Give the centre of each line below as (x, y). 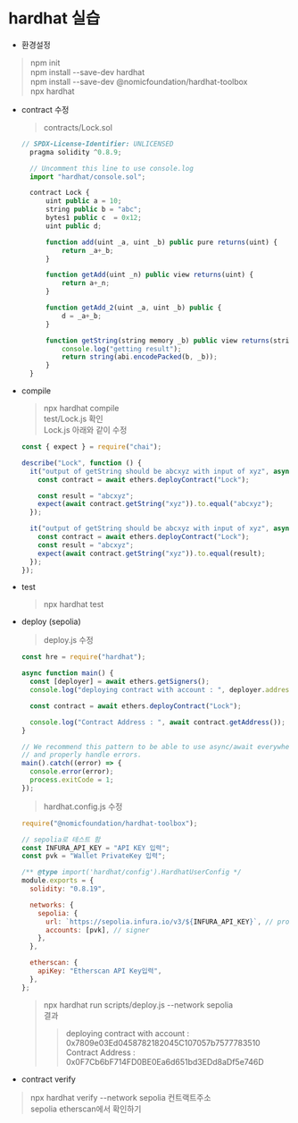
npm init (45, 63)
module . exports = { (58, 881)
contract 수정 (45, 109)
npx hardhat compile (81, 409)
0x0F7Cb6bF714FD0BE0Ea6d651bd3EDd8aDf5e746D (165, 1061)
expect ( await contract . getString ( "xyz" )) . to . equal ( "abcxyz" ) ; (156, 504)
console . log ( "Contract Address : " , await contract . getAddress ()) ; (158, 722)
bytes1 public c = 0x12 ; (93, 218)
